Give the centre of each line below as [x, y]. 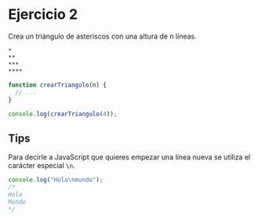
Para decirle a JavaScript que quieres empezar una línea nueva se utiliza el [129, 157]
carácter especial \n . [42, 166]
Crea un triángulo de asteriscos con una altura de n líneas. [103, 36]
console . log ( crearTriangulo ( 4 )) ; [63, 114]
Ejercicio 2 [43, 15]
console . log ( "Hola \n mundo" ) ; [56, 180]
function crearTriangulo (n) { [58, 85]
